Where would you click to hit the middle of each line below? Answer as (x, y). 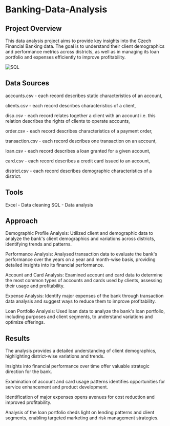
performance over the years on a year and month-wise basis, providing (80, 260)
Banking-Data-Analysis (56, 10)
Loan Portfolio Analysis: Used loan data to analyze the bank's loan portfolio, (85, 311)
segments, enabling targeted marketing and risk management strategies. (82, 418)
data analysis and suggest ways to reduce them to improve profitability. (81, 301)
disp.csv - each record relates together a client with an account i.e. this (80, 115)
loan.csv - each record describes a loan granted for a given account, (78, 151)
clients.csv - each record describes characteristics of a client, (71, 105)
